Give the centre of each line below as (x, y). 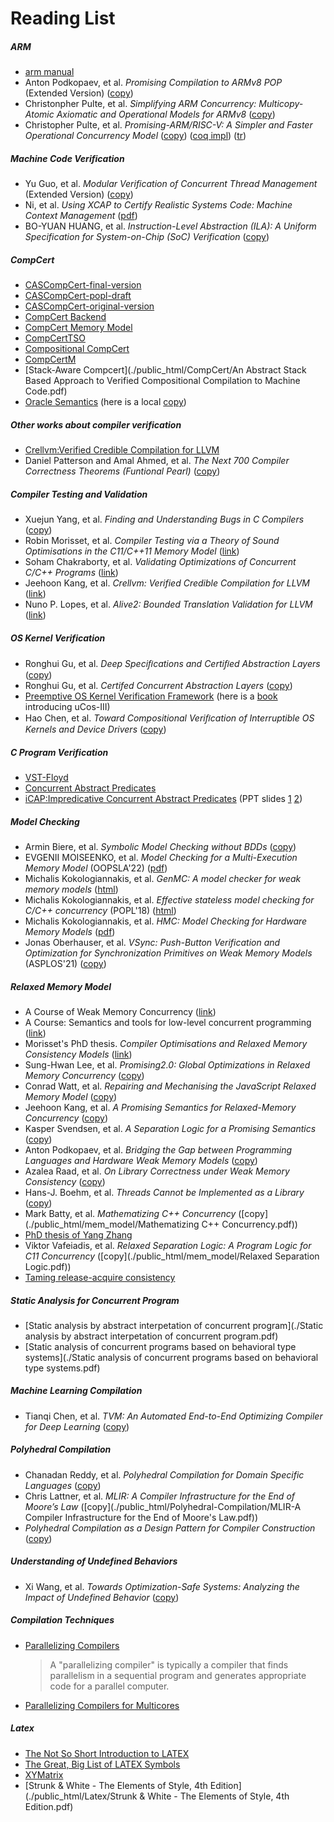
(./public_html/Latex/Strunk (81, 1796)
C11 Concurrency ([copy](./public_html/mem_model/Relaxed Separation (172, 1256)
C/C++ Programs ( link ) (71, 573)
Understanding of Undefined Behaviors (94, 1561)
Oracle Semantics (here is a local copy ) (105, 402)
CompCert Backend (65, 317)
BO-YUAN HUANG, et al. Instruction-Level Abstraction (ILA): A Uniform (170, 226)
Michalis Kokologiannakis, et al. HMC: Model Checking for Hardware (166, 921)
